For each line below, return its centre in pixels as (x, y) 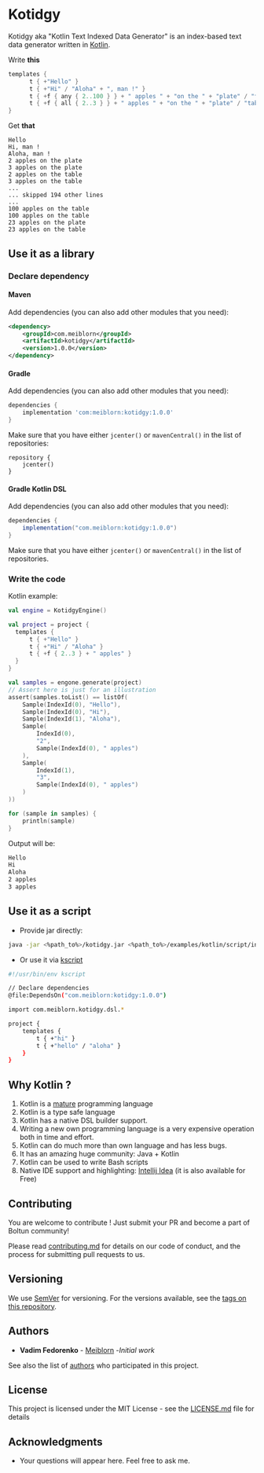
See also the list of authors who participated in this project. (103, 1365)
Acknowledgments (56, 1442)
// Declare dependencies (49, 988)
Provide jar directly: (51, 930)
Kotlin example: (33, 596)
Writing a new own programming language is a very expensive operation (137, 1129)
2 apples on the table (45, 174)
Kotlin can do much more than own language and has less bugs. (123, 1145)
